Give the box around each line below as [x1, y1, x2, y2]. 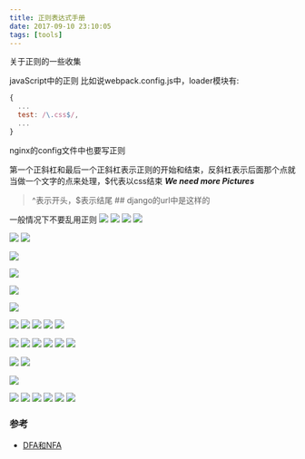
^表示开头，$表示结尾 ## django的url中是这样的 [31, 194, 211, 205]
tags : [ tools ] [9, 30, 64, 39]
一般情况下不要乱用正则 [9, 214, 97, 225]
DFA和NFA [22, 440, 62, 451]
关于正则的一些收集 [9, 56, 82, 67]
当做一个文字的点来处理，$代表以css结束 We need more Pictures [9, 175, 255, 186]
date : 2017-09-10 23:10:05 [9, 22, 112, 31]
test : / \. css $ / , [17, 111, 79, 120]
